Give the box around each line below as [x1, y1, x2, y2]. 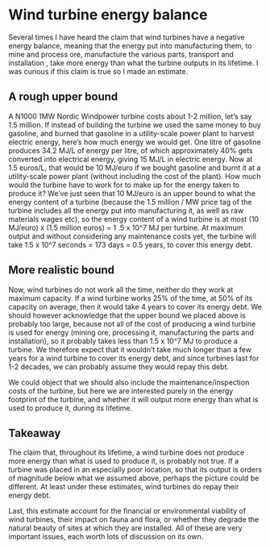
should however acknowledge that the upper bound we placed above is [8, 310, 246, 320]
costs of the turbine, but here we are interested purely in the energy [8, 385, 234, 396]
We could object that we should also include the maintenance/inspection [8, 377, 250, 387]
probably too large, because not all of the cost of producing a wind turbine [8, 318, 256, 328]
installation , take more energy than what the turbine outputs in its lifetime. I [8, 58, 259, 68]
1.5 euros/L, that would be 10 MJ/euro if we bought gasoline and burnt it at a [8, 163, 261, 173]
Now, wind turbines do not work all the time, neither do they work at [8, 285, 234, 294]
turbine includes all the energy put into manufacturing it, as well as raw [8, 206, 244, 215]
